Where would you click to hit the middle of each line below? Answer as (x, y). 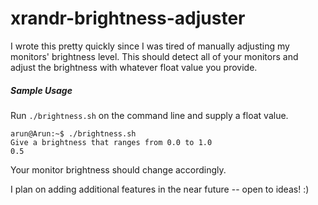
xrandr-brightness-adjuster (128, 18)
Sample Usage (41, 90)
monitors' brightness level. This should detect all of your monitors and (154, 56)
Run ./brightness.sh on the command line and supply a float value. (149, 115)
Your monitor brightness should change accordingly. (118, 169)
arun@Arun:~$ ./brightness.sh (73, 133)
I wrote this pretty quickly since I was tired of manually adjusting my (150, 46)
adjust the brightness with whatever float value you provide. (134, 67)
